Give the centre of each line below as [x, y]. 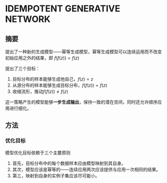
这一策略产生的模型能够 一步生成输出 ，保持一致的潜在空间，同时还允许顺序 [81, 102]
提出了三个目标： [23, 68]
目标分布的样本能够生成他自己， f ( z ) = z [53, 79]
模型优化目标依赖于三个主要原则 [38, 153]
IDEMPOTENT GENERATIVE [63, 9]
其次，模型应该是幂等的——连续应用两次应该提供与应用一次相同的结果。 [86, 169]
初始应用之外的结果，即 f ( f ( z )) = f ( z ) [42, 58]
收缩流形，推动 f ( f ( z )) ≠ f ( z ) [40, 91]
